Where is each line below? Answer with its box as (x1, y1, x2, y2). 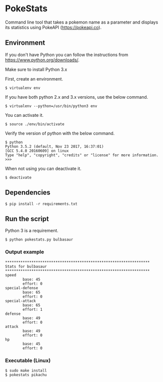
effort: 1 (23, 307, 43, 312)
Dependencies (5, 189, 50, 197)
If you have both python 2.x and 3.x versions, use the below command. (5, 94, 148, 100)
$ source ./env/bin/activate (5, 121, 65, 127)
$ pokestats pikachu (5, 372, 47, 377)
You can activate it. (5, 112, 44, 118)
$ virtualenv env (5, 85, 41, 90)
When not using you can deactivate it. (5, 165, 82, 171)
